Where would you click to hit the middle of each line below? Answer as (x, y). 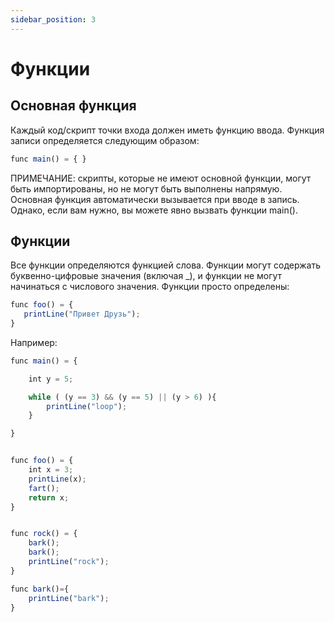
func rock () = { (44, 534)
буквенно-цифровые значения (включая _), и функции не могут (146, 276)
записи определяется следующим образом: (105, 140)
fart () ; (44, 488)
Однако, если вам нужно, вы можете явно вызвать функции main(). (154, 210)
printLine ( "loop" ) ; (87, 406)
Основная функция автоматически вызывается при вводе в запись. (155, 199)
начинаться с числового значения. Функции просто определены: (150, 287)
